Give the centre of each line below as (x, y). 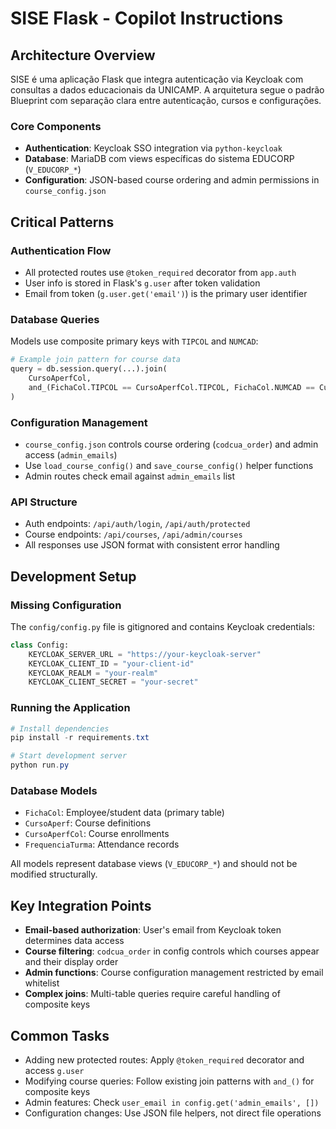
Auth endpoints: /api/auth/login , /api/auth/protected (137, 524)
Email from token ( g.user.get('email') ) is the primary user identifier (166, 293)
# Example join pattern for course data (96, 360)
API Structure (44, 502)
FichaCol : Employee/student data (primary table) (124, 813)
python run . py (40, 765)
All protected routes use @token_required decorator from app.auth (160, 272)
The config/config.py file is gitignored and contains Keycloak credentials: (162, 626)
